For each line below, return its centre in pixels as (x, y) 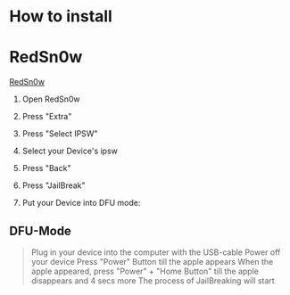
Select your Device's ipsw (70, 151)
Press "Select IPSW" (60, 134)
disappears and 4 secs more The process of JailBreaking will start (153, 280)
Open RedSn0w (51, 99)
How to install (61, 16)
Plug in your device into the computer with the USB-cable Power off (156, 252)
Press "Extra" (47, 117)
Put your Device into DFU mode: (81, 203)
